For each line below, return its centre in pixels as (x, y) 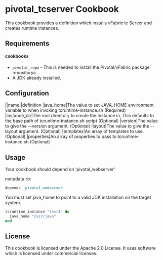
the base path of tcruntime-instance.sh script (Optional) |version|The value (81, 121)
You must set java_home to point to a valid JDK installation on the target (78, 197)
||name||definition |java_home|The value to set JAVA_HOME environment (80, 105)
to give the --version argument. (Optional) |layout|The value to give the (77, 126)
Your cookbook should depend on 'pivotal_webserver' (60, 170)
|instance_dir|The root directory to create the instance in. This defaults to (80, 116)
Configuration (27, 93)
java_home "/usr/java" (33, 216)
